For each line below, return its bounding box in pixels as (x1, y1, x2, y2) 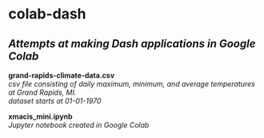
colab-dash (8, 5, 86, 23)
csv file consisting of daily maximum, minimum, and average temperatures (8, 79, 256, 88)
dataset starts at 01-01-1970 (8, 96, 102, 105)
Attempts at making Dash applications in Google (8, 37, 256, 51)
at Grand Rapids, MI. (8, 87, 77, 97)
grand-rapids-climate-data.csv (8, 71, 115, 80)
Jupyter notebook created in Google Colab (8, 120, 150, 129)
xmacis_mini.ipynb (8, 112, 74, 121)
